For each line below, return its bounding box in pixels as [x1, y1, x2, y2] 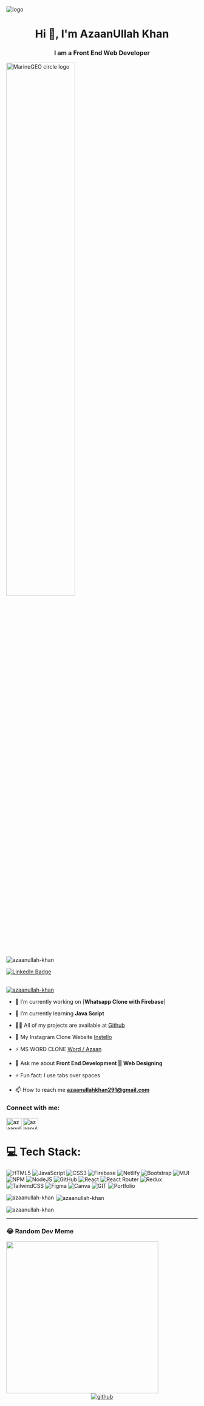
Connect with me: [6, 1103, 60, 1112]
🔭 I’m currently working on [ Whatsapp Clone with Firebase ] [15, 998, 166, 1006]
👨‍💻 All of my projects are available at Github [15, 1021, 126, 1029]
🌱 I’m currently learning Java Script [15, 1010, 104, 1017]
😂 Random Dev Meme [6, 1227, 74, 1236]
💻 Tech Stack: [6, 1145, 81, 1159]
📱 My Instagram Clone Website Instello [15, 1034, 112, 1041]
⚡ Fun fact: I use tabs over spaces [15, 1072, 100, 1079]
